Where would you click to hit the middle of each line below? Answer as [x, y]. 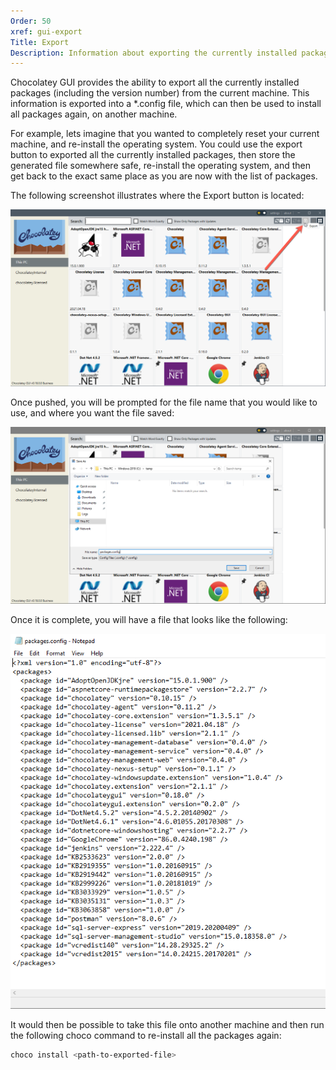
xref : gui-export [46, 31]
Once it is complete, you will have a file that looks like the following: [149, 620]
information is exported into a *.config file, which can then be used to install [166, 104]
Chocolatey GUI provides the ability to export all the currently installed [155, 82]
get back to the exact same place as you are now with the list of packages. [164, 176]
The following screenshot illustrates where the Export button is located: [157, 196]
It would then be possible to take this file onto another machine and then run [167, 1024]
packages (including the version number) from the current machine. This [160, 93]
